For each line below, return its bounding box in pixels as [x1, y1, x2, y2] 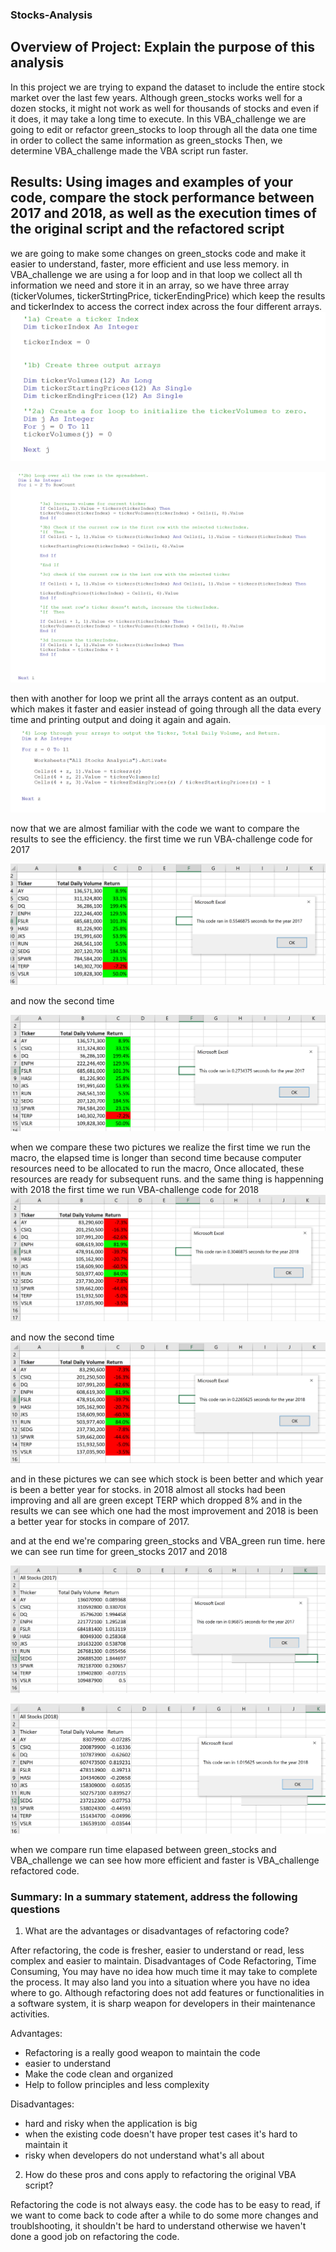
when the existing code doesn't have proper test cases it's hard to [24, 2128, 298, 2140]
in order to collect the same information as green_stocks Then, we [10, 134, 283, 146]
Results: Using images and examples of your [10, 174, 294, 191]
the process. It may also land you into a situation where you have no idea [10, 1976, 311, 1988]
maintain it [24, 2139, 68, 2151]
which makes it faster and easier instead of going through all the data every [10, 703, 322, 715]
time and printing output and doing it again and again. [10, 714, 232, 726]
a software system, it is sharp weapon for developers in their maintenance [10, 1998, 316, 2010]
